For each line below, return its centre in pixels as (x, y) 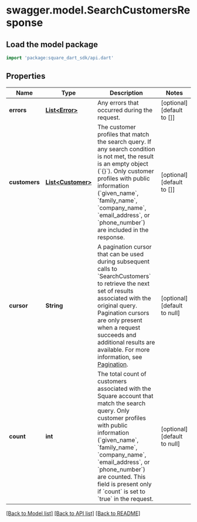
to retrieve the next (123, 283)
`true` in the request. (125, 498)
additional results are (126, 342)
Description (126, 93)
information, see (120, 357)
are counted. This (122, 477)
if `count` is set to (121, 491)
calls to (107, 269)
